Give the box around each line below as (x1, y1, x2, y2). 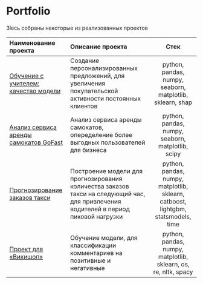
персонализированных (70, 64, 138, 72)
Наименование (9, 38, 56, 47)
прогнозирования (70, 174, 123, 183)
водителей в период (70, 205, 130, 213)
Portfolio (6, 4, 51, 18)
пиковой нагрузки (70, 212, 123, 220)
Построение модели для (70, 167, 143, 175)
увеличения (70, 79, 106, 87)
